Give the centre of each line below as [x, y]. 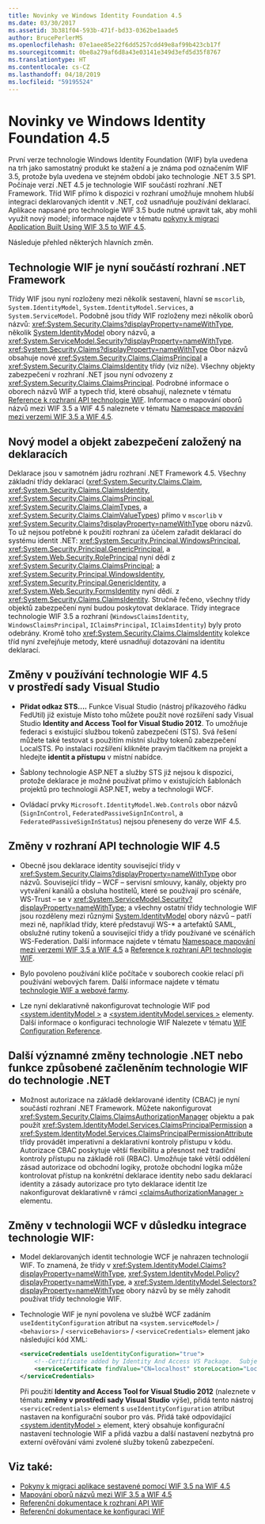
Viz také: [30, 1467]
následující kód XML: [54, 1339]
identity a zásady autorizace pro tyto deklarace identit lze [113, 1184]
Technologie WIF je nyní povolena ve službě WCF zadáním [115, 1314]
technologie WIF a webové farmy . [74, 990]
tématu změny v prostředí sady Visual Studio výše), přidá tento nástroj [136, 1400]
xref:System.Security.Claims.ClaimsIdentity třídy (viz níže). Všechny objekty [132, 366]
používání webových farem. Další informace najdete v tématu [119, 982]
